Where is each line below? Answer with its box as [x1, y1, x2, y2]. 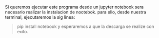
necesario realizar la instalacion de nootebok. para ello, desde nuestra [5, 9, 146, 15]
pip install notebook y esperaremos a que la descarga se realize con [17, 24, 155, 29]
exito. [17, 29, 28, 34]
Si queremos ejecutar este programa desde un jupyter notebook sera [5, 4, 144, 10]
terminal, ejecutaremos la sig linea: [5, 14, 75, 20]
